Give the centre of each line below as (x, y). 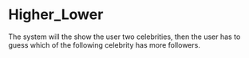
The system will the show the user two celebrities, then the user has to (125, 37)
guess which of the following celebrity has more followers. (105, 44)
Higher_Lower (56, 15)
